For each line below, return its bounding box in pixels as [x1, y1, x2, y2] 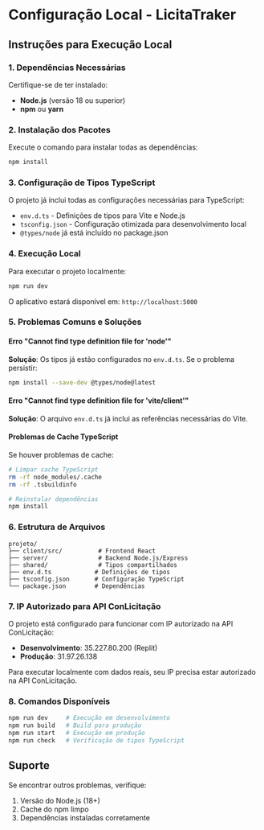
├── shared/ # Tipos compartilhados [8, 561, 178, 569]
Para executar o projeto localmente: [8, 266, 127, 276]
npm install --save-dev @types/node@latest [8, 378, 156, 387]
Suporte [8, 758, 50, 773]
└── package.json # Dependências [8, 581, 146, 590]
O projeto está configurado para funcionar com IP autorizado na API [8, 618, 234, 628]
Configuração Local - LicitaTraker [8, 6, 237, 24]
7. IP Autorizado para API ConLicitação [8, 601, 161, 612]
